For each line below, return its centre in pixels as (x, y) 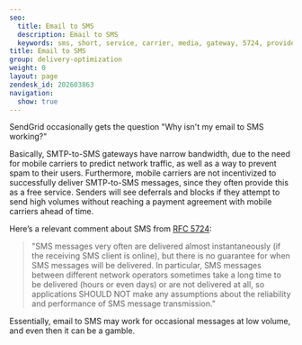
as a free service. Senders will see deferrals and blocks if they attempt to (145, 192)
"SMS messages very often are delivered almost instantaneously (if (156, 246)
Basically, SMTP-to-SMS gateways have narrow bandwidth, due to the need (150, 154)
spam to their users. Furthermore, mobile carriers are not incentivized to (143, 173)
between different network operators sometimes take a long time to (156, 275)
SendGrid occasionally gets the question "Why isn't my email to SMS (137, 127)
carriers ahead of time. (52, 212)
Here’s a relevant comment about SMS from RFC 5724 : (111, 229)
